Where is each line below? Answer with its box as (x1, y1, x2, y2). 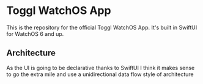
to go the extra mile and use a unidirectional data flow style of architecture (6, 71, 194, 78)
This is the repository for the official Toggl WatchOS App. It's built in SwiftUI (6, 24, 197, 31)
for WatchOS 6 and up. (6, 30, 64, 37)
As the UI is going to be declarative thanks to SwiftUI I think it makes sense (6, 64, 195, 71)
